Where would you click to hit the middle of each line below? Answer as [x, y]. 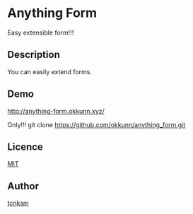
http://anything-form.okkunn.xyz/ [56, 111]
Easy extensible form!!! [41, 32]
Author [23, 186]
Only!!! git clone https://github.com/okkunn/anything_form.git [96, 124]
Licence [25, 147]
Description [34, 55]
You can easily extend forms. [49, 71]
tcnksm [18, 203]
